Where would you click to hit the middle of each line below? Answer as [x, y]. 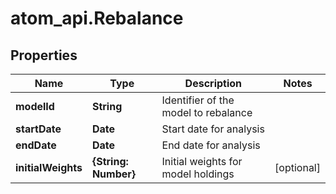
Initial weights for [202, 161]
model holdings [198, 174]
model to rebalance [207, 112]
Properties [44, 55]
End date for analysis [211, 145]
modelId [35, 106]
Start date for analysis [213, 129]
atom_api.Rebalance [97, 18]
